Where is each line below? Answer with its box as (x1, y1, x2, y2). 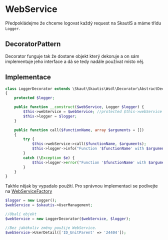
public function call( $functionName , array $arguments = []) (14, 127, 144, 132)
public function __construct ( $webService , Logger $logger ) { (14, 104, 144, 109)
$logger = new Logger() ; (5, 198, 57, 203)
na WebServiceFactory (5, 188, 52, 194)
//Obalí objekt (5, 211, 37, 217)
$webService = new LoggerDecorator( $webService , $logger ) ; (5, 216, 131, 221)
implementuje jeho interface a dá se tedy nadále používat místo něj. (5, 58, 144, 64)
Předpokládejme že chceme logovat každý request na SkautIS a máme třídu (5, 20, 161, 26)
